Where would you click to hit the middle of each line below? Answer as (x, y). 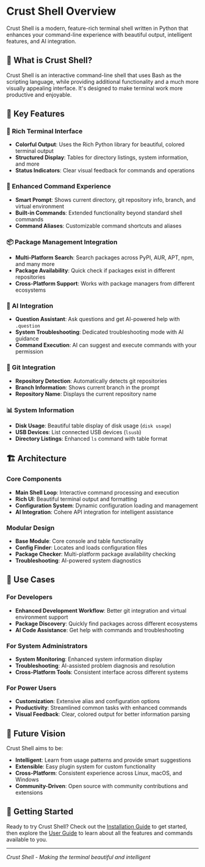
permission (29, 352)
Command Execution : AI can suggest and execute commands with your (106, 345)
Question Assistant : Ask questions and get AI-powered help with (97, 319)
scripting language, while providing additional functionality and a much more (103, 81)
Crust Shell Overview (61, 11)
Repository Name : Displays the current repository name (86, 394)
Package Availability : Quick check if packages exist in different (95, 271)
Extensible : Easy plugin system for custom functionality (85, 766)
